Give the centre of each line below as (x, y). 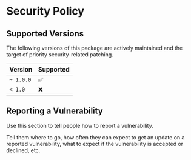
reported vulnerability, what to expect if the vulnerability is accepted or (95, 144)
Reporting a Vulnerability (55, 111)
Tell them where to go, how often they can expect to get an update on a (95, 137)
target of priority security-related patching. (60, 55)
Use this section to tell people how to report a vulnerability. (80, 125)
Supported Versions (45, 34)
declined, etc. (23, 150)
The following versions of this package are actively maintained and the (95, 48)
